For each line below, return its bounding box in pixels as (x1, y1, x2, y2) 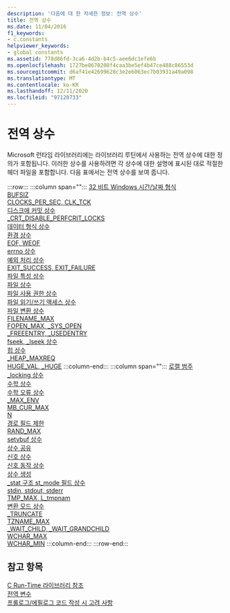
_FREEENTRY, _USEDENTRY (7, 329, 88, 337)
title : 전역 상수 (7, 17, 52, 24)
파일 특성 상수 (7, 272, 45, 280)
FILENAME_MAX (7, 314, 55, 322)
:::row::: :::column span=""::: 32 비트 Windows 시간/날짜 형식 (7, 182, 177, 191)
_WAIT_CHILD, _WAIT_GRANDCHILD (7, 524, 109, 532)
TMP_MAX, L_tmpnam (7, 493, 71, 502)
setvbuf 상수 (7, 435, 43, 443)
